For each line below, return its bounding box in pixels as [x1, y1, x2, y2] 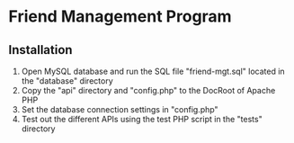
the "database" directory [21, 76, 113, 86]
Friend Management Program [8, 6, 232, 27]
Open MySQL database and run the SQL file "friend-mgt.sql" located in [21, 66, 285, 76]
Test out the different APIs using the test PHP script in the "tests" [21, 114, 263, 124]
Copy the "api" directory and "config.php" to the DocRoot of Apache [21, 85, 276, 95]
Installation [8, 42, 73, 58]
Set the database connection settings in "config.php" [21, 104, 218, 114]
